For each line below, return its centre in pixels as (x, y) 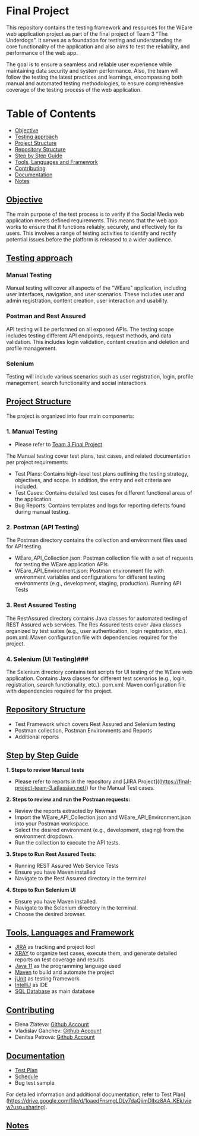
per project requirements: (37, 463)
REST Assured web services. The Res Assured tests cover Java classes (94, 625)
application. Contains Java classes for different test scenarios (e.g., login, (96, 678)
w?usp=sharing (25, 1107)
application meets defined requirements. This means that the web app (92, 220)
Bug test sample (34, 1083)
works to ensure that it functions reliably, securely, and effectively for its (94, 226)
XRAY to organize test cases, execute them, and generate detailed (96, 953)
